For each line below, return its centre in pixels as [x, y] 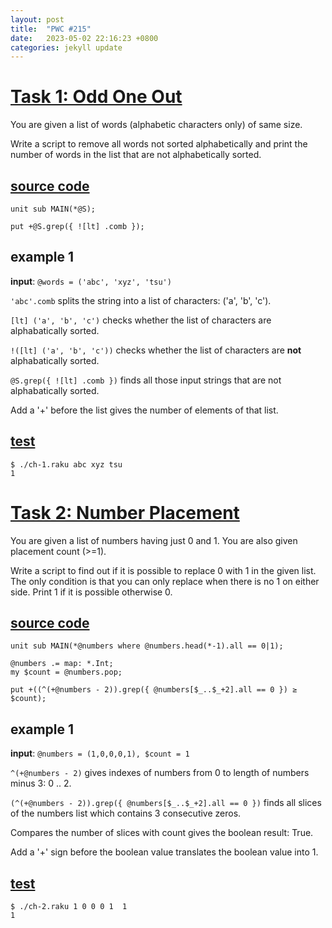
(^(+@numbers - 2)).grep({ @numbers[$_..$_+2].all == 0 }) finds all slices [166, 803]
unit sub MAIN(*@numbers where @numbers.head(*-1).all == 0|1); [147, 646]
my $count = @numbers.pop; [66, 672]
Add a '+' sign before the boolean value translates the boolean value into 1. [164, 852]
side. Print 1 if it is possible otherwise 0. [91, 592]
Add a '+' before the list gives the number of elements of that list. [144, 410]
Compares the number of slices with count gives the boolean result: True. [162, 833]
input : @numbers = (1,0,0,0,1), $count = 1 [100, 753]
